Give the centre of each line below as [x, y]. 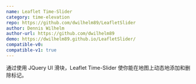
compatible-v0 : [25, 45]
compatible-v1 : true [32, 50]
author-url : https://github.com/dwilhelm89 [61, 34]
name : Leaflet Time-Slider [39, 12]
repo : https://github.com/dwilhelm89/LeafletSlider [71, 22]
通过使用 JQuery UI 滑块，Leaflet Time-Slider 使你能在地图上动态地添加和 [96, 67]
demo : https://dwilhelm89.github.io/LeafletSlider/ [71, 39]
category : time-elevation [38, 17]
